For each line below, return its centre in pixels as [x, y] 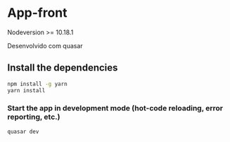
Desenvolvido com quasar [45, 45]
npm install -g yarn [38, 84]
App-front [38, 13]
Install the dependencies [63, 68]
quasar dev [23, 132]
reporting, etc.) [34, 117]
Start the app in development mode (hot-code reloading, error [115, 108]
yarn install [26, 90]
